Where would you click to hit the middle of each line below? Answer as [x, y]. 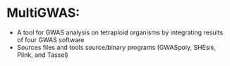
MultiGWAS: [43, 13]
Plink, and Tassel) [42, 55]
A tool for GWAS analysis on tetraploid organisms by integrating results [120, 32]
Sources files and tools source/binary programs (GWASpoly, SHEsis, [116, 47]
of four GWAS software [50, 39]
